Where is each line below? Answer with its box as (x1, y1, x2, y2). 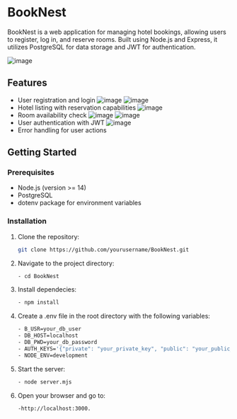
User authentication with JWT (17, 118, 105, 127)
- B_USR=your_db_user (17, 326, 81, 333)
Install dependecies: (17, 285, 76, 294)
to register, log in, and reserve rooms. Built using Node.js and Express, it (7, 35, 218, 43)
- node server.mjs (17, 378, 72, 386)
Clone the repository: (17, 232, 80, 241)
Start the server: (17, 365, 66, 373)
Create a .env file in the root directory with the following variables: (17, 312, 211, 321)
